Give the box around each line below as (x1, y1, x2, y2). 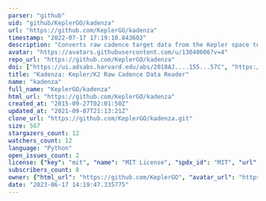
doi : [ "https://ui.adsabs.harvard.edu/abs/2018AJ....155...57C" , (8, 63, 228, 71)
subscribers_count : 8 (8, 166, 80, 174)
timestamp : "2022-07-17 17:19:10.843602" (8, 33, 147, 42)
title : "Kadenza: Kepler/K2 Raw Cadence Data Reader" (8, 70, 190, 78)
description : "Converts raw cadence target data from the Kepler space (8, 41, 249, 49)
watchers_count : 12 (8, 136, 73, 145)
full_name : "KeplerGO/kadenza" (8, 85, 112, 93)
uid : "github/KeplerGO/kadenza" (8, 19, 115, 27)
